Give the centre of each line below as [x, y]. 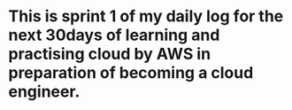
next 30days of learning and [114, 35]
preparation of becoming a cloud [131, 73]
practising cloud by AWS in [110, 54]
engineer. [44, 92]
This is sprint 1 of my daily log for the [146, 16]
